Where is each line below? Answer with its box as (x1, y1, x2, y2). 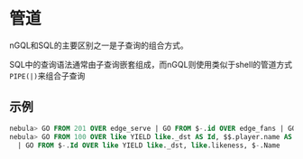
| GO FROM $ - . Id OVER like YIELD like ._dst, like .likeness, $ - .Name (17, 141, 280, 150)
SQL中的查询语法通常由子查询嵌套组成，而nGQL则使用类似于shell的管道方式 (9, 59, 293, 70)
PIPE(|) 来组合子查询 (9, 70, 86, 81)
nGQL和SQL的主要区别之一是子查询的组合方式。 (9, 40, 188, 51)
